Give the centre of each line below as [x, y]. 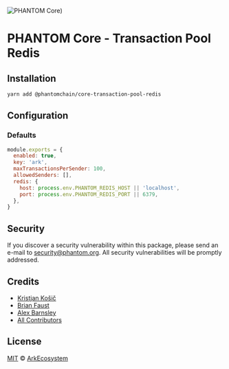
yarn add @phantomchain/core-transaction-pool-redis [84, 94]
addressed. [23, 260]
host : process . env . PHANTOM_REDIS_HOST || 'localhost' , [100, 188]
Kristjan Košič [36, 298]
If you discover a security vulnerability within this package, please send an [113, 245]
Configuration [38, 116]
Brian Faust [33, 305]
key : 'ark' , [31, 162]
